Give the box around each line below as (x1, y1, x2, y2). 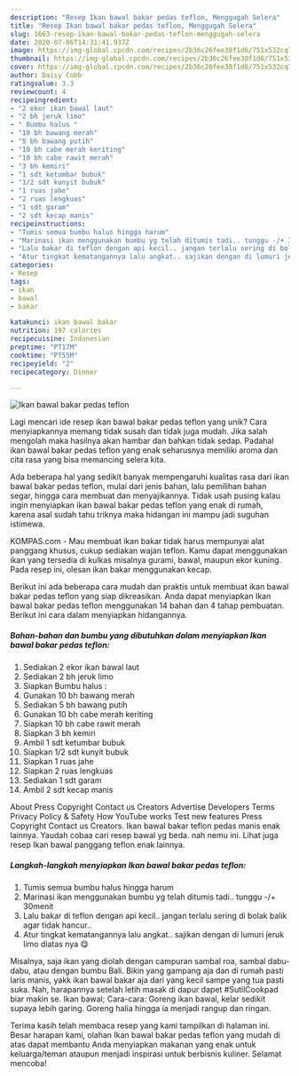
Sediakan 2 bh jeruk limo (22, 671, 114, 682)
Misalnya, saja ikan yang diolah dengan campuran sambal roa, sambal (10, 956, 266, 967)
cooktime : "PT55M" (10, 351, 78, 360)
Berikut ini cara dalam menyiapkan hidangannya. (10, 610, 188, 621)
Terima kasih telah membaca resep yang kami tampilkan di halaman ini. (10, 1020, 271, 1031)
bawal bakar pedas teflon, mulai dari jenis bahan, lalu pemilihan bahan (10, 481, 267, 492)
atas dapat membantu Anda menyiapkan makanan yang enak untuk (10, 1040, 256, 1050)
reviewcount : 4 (10, 87, 67, 96)
